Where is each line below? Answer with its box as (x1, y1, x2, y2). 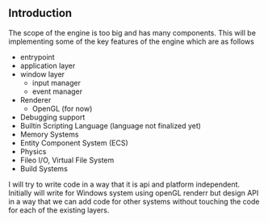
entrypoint (19, 52, 55, 61)
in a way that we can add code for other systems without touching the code (8, 196, 260, 206)
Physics (19, 146, 47, 156)
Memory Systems (19, 129, 79, 139)
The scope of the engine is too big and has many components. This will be (8, 27, 257, 37)
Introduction (8, 6, 73, 20)
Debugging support (19, 112, 86, 122)
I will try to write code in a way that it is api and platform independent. (8, 179, 241, 189)
